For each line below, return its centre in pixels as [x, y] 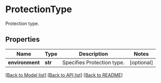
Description [94, 53]
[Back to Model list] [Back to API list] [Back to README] [64, 75]
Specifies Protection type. [93, 62]
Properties [23, 39]
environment [24, 62]
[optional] [141, 62]
